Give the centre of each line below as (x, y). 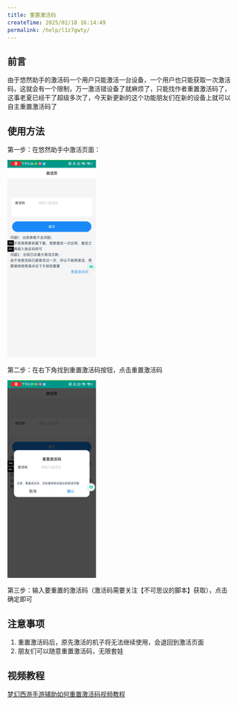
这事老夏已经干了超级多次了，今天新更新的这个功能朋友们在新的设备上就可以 (119, 98)
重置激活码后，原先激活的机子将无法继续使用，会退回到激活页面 (110, 642)
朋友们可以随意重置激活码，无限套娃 (70, 651)
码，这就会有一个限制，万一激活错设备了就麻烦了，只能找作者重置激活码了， (119, 89)
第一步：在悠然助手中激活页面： (54, 150)
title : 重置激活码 (32, 15)
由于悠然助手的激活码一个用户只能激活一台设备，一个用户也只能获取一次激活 (119, 80)
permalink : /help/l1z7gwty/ (49, 30)
